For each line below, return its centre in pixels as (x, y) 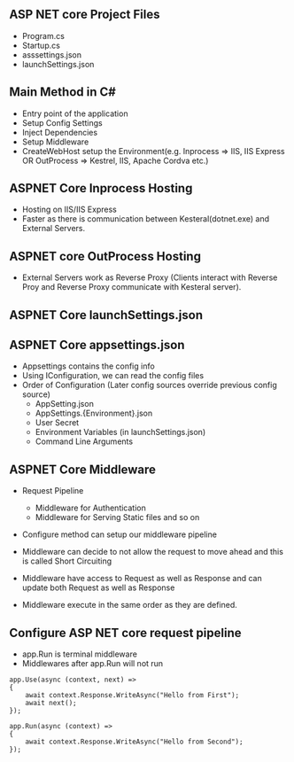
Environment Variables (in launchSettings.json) (120, 432)
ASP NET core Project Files (85, 15)
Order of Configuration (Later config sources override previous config (149, 385)
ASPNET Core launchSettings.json (106, 315)
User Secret (57, 423)
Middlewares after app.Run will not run (93, 664)
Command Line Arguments (84, 441)
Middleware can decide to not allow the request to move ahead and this (152, 552)
